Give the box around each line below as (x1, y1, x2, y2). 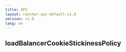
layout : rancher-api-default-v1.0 (5, 12, 77, 17)
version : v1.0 (5, 16, 35, 21)
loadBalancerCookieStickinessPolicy (5, 39, 122, 47)
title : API (5, 7, 28, 12)
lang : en (5, 21, 23, 26)
